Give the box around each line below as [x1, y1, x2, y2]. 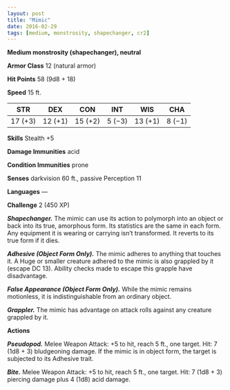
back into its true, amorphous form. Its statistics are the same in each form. [7, 222, 221, 230]
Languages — [7, 188, 48, 196]
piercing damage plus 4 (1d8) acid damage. [7, 376, 131, 384]
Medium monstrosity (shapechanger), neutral [7, 48, 142, 57]
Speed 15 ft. [7, 88, 41, 97]
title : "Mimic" [7, 17, 51, 23]
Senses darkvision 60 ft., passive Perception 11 [7, 174, 142, 183]
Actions [7, 326, 30, 335]
